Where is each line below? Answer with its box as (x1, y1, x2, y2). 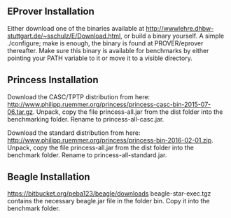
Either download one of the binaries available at (7, 24, 145, 32)
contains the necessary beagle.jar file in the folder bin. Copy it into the (7, 197, 210, 205)
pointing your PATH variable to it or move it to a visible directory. (7, 54, 192, 62)
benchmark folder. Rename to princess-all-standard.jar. (7, 150, 167, 159)
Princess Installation (7, 74, 99, 86)
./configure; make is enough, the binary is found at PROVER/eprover (7, 38, 204, 48)
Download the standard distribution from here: (7, 129, 141, 137)
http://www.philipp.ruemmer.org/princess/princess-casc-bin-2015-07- (7, 100, 211, 108)
